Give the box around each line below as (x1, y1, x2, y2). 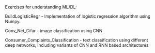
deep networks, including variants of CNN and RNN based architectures (5, 42, 149, 48)
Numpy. (5, 19, 21, 24)
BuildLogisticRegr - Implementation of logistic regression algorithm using (5, 13, 151, 19)
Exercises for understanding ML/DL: (5, 4, 77, 10)
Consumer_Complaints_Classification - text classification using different (5, 37, 149, 43)
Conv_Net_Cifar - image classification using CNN (5, 28, 103, 33)
